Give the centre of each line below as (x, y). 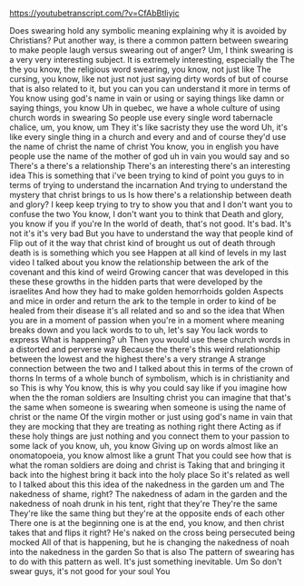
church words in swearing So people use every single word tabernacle (142, 118)
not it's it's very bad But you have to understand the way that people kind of (151, 233)
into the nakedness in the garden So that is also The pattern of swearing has (152, 552)
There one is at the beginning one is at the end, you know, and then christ (147, 523)
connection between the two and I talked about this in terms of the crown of (151, 368)
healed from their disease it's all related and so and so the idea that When (147, 311)
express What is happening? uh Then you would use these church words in (150, 339)
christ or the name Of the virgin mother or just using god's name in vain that (151, 417)
